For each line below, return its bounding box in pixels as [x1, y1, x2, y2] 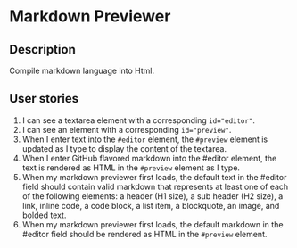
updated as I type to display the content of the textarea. [21, 143, 227, 153]
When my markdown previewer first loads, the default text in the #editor [21, 171, 287, 182]
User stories [9, 91, 78, 106]
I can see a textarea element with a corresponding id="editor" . [21, 114, 256, 126]
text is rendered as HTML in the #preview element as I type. [21, 162, 241, 173]
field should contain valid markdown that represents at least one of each [21, 181, 289, 192]
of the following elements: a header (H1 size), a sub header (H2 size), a [21, 190, 284, 202]
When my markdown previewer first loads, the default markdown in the [21, 219, 284, 229]
